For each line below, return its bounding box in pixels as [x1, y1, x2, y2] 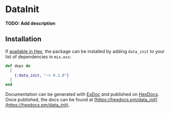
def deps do [5, 63, 30, 69]
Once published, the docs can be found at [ [5, 97, 96, 103]
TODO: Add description [5, 20, 56, 26]
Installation [5, 35, 42, 43]
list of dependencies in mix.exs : [5, 53, 72, 60]
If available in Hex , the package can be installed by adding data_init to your [5, 48, 165, 54]
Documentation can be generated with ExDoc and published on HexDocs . [5, 91, 159, 97]
